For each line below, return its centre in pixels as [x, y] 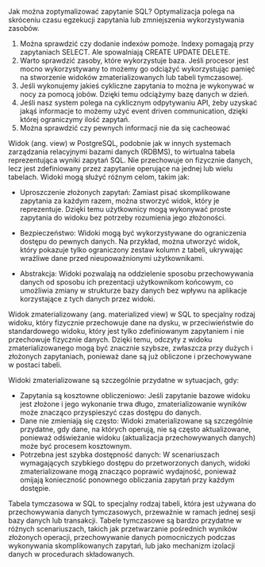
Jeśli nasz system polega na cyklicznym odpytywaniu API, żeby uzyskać [138, 103]
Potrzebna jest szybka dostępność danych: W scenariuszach [119, 454]
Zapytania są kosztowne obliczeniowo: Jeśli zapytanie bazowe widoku [135, 395]
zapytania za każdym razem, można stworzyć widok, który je [119, 201]
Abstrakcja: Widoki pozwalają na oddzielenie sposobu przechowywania [136, 274]
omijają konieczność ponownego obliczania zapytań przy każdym [127, 480]
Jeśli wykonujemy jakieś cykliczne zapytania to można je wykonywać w [137, 86]
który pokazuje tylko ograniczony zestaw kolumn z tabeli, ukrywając [131, 250]
